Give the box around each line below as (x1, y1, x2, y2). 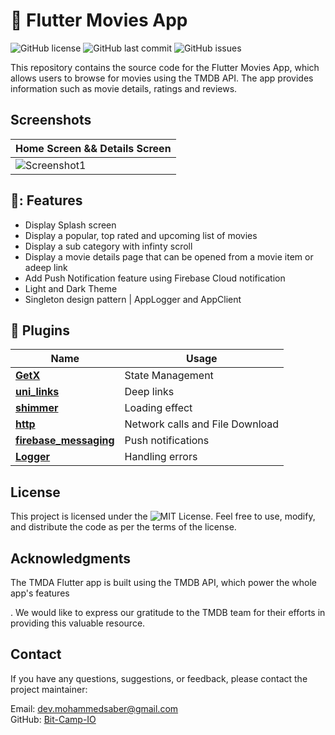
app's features (10, 587, 70, 599)
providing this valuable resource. (10, 617, 146, 629)
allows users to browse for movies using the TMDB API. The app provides (10, 72, 314, 84)
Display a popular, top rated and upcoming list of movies (24, 229, 258, 241)
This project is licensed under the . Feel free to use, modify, (10, 510, 316, 523)
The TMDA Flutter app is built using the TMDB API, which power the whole (10, 577, 317, 588)
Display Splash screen (24, 219, 117, 231)
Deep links (124, 385, 175, 399)
